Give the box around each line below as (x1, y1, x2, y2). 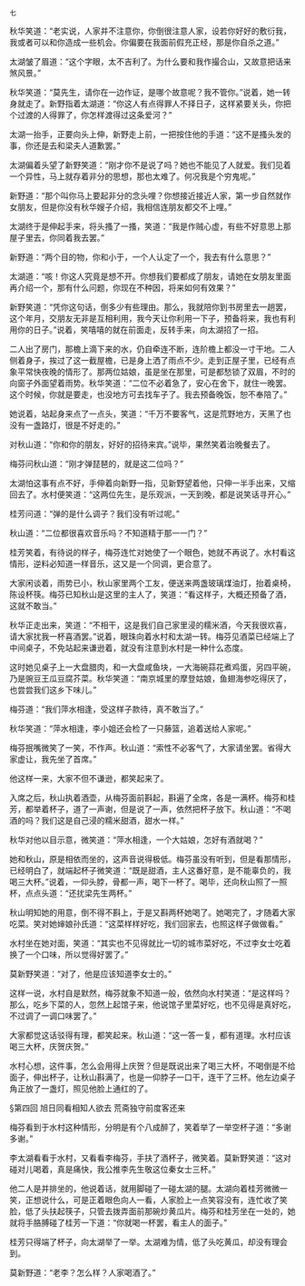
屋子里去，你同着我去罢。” (9, 233, 105, 243)
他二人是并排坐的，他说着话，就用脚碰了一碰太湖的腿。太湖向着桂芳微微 (9, 1183, 280, 1193)
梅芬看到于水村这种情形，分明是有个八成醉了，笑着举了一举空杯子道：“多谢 (9, 1122, 292, 1132)
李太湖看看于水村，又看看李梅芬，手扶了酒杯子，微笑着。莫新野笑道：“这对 (9, 1152, 292, 1163)
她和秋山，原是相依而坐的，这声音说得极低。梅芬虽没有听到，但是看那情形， (9, 853, 296, 864)
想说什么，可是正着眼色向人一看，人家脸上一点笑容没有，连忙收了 (33, 1194, 280, 1205)
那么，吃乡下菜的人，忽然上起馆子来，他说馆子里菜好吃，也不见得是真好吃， (9, 999, 296, 1010)
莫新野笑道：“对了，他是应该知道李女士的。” (9, 969, 172, 979)
